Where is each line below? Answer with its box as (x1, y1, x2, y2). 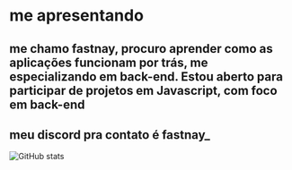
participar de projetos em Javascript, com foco (9, 82, 278, 98)
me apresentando (9, 5, 144, 26)
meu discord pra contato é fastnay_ (9, 127, 211, 142)
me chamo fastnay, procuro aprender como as (9, 41, 273, 56)
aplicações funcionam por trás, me (9, 55, 208, 70)
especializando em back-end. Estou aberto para (9, 69, 283, 84)
